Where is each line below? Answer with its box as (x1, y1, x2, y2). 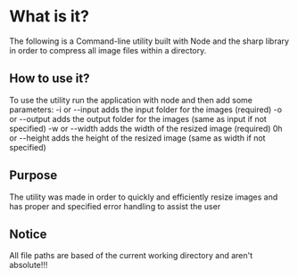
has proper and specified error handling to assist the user (9, 200, 221, 211)
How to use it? (9, 71, 90, 86)
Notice (9, 226, 47, 241)
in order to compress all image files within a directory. (9, 45, 207, 55)
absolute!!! (9, 260, 48, 271)
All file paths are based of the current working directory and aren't (9, 250, 253, 261)
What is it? (9, 6, 90, 27)
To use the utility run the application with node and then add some (9, 94, 252, 105)
